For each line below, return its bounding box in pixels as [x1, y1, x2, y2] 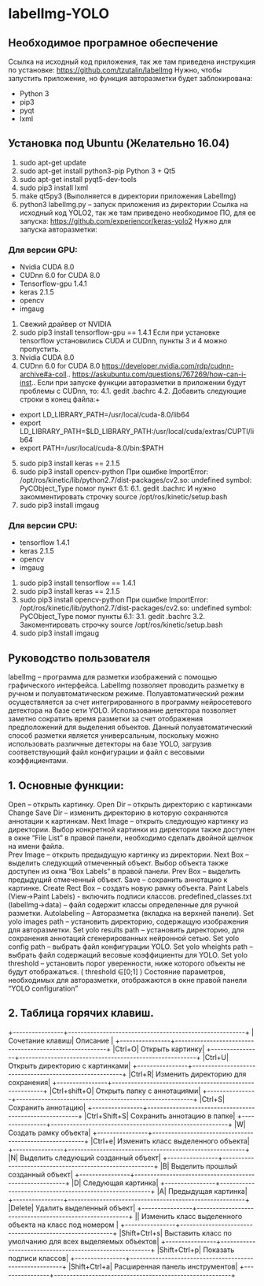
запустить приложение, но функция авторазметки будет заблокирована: [8, 74, 253, 83]
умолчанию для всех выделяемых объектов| [8, 1236, 159, 1246]
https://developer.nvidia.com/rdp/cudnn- [101, 361, 234, 371]
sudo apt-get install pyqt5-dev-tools [19, 174, 137, 183]
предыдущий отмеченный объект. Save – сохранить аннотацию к [8, 875, 228, 884]
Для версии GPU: [8, 244, 79, 255]
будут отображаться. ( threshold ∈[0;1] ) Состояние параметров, [8, 967, 225, 977]
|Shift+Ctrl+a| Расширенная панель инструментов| [68, 1262, 238, 1271]
